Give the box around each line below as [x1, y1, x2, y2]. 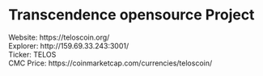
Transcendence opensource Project [8, 6, 255, 24]
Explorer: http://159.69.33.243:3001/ [8, 40, 129, 50]
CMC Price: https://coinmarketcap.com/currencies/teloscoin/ [8, 58, 213, 68]
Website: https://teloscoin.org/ [8, 32, 110, 42]
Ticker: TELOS [8, 49, 57, 59]
